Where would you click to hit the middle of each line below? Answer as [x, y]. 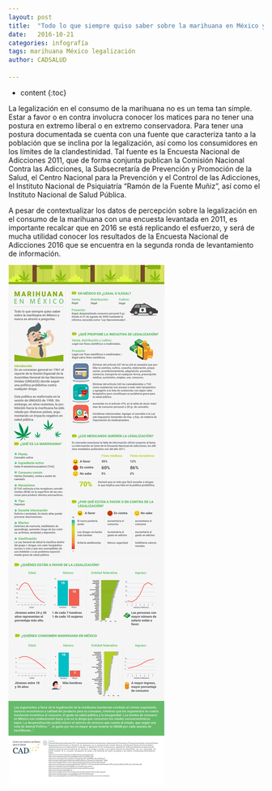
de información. [35, 253]
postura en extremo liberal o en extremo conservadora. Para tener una [126, 125]
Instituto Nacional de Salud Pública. [68, 194]
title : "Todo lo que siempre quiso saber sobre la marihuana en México [134, 26]
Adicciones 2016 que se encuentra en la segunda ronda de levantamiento [131, 244]
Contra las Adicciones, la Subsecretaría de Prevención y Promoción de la [130, 169]
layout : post [30, 17]
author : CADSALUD [38, 60]
